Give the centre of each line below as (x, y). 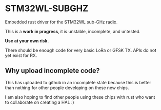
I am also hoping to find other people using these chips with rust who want (80, 97)
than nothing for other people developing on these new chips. (67, 88)
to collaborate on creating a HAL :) (40, 102)
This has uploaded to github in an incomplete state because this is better (78, 82)
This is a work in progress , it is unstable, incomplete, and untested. (73, 31)
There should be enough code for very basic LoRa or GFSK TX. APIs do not (81, 50)
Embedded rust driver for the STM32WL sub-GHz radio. (61, 22)
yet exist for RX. (21, 55)
